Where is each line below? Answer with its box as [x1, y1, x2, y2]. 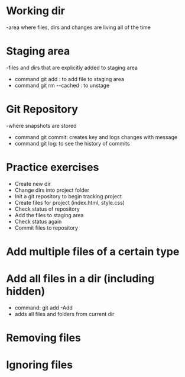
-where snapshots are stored [6, 122, 77, 129]
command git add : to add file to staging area [14, 75, 125, 82]
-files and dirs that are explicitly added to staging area [6, 64, 138, 71]
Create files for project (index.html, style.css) [14, 199, 125, 206]
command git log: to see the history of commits [14, 140, 130, 147]
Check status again [14, 218, 62, 225]
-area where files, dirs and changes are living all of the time [6, 24, 151, 31]
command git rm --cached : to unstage [14, 82, 110, 89]
